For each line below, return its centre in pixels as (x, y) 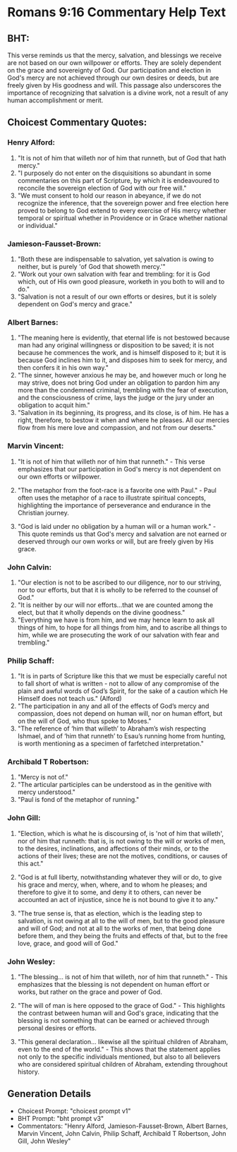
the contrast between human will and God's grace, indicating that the (118, 1013)
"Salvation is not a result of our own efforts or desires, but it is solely (117, 296)
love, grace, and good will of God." (68, 943)
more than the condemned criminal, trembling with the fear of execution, (123, 390)
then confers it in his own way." (63, 368)
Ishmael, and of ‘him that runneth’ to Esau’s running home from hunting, (121, 736)
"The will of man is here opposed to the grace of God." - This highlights (121, 1006)
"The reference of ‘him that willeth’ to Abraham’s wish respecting (112, 728)
